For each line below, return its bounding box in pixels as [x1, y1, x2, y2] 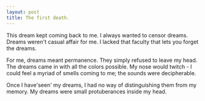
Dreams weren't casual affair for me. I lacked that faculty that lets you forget [6, 38, 199, 45]
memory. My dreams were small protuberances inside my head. [6, 88, 167, 95]
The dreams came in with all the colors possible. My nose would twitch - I [6, 62, 192, 70]
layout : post [6, 9, 40, 15]
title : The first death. [6, 15, 70, 21]
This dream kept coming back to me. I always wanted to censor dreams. [6, 31, 188, 39]
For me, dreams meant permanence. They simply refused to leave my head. [6, 56, 198, 64]
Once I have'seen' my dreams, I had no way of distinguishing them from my [6, 81, 197, 89]
